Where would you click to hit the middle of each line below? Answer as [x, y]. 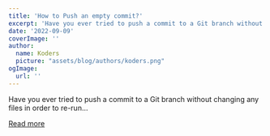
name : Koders [38, 53]
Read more [27, 123]
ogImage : [23, 69]
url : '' [29, 76]
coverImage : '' [34, 38]
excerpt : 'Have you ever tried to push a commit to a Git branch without [136, 23]
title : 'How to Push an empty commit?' [76, 16]
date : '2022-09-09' [41, 31]
